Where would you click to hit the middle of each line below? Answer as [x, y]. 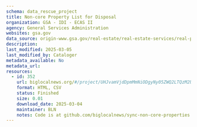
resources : [19, 71]
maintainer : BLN [37, 109]
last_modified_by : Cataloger [42, 55]
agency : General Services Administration [57, 28]
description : [22, 44]
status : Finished [38, 93]
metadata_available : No [35, 60]
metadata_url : [23, 66]
